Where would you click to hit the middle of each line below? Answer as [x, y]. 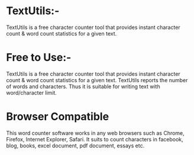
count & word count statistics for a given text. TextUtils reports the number [97, 80]
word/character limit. [32, 92]
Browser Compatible [58, 117]
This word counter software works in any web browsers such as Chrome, [95, 133]
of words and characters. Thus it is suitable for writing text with [83, 86]
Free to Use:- [39, 58]
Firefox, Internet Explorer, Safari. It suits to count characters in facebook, [95, 139]
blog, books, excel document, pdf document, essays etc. [75, 146]
